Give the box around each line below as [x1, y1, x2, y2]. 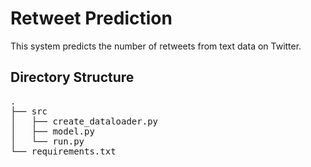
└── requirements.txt [10, 145, 117, 157]
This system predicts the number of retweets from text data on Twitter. [10, 40, 302, 52]
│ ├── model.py [10, 125, 95, 137]
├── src [10, 105, 48, 117]
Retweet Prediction [10, 7, 173, 30]
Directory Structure [10, 69, 135, 86]
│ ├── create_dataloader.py [10, 115, 159, 127]
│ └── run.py [10, 135, 85, 147]
